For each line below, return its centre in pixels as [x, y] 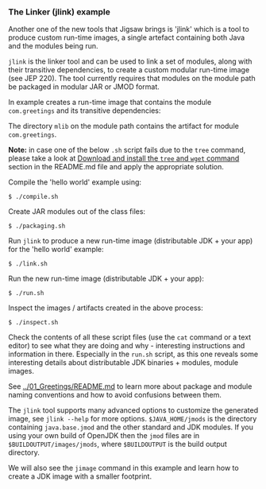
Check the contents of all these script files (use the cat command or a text [130, 337]
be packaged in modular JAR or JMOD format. [84, 87]
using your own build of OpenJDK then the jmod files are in [104, 436]
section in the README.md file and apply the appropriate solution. [116, 167]
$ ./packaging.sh [37, 226]
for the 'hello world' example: [56, 250]
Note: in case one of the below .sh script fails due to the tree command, [127, 150]
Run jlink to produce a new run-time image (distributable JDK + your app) [131, 241]
